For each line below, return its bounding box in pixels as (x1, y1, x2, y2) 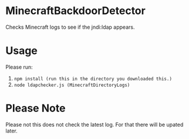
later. (5, 127, 18, 134)
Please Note (5, 101, 66, 115)
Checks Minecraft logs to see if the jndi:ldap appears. (5, 23, 135, 30)
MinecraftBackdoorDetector (5, 4, 146, 18)
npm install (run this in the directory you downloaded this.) (14, 76, 173, 82)
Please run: (5, 63, 33, 70)
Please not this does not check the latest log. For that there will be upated (5, 121, 184, 128)
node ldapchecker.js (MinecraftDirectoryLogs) (14, 82, 130, 88)
